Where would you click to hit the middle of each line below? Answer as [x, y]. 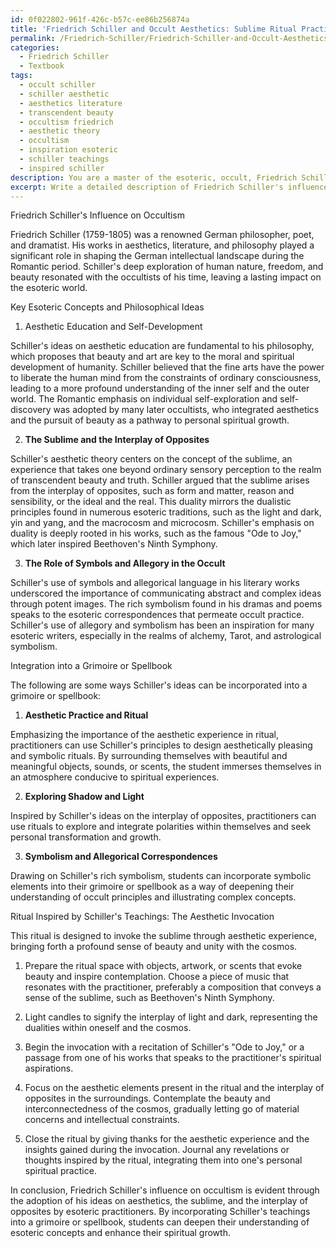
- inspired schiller [62, 168]
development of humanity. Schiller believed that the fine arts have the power [167, 367]
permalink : [33, 38]
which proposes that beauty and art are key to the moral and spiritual [152, 357]
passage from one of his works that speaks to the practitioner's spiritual [173, 1058]
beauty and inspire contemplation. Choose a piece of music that [157, 977]
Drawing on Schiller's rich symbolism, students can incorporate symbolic [161, 876]
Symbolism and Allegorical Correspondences [121, 857]
